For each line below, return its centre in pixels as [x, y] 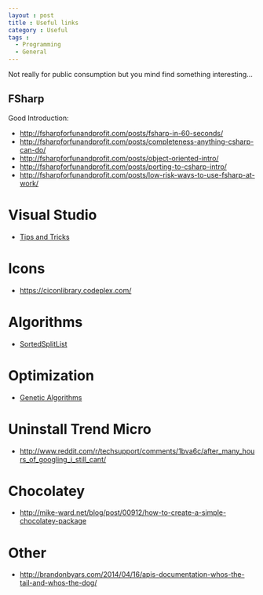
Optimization [51, 375]
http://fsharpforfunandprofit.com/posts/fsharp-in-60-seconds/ [121, 133]
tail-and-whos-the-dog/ [58, 583]
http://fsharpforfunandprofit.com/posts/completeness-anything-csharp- [137, 141]
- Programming [38, 45]
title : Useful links [44, 23]
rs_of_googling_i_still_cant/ [63, 459]
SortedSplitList [44, 343]
